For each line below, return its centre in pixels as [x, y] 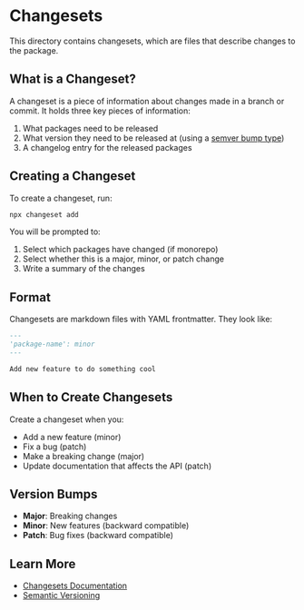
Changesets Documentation [75, 585]
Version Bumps [54, 494]
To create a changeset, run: [61, 198]
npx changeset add [44, 214]
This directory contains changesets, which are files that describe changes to [152, 41]
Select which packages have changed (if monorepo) [120, 250]
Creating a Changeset [73, 177]
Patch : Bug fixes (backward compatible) [98, 536]
